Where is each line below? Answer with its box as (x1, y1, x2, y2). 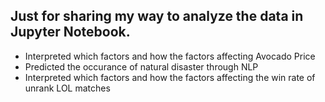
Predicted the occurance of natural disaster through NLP (24, 60, 259, 73)
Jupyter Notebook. (10, 24, 131, 41)
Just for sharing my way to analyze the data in (10, 8, 304, 25)
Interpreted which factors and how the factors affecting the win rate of (24, 71, 316, 83)
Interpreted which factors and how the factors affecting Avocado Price (24, 50, 316, 62)
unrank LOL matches (24, 82, 111, 94)
